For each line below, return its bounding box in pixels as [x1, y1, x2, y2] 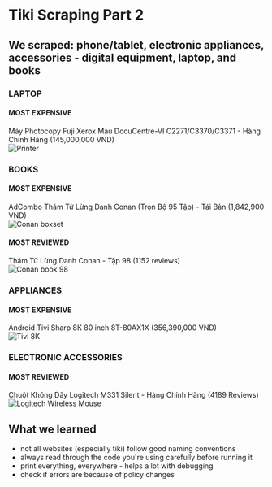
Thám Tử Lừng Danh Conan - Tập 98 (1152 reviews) [8, 256, 181, 266]
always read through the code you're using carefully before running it [19, 453, 253, 463]
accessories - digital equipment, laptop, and [8, 50, 237, 64]
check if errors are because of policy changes [19, 470, 175, 480]
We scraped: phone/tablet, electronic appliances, [8, 38, 265, 52]
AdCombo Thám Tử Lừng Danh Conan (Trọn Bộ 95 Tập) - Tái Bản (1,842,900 [8, 202, 265, 211]
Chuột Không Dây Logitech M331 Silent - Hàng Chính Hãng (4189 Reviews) [8, 390, 260, 400]
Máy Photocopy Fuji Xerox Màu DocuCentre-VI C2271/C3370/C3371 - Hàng [8, 126, 261, 136]
